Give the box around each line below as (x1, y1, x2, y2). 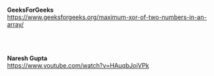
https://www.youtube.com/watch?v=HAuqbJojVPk (7, 62, 149, 69)
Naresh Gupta (7, 54, 48, 62)
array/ (7, 21, 24, 28)
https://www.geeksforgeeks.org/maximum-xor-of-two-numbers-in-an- (7, 13, 207, 21)
